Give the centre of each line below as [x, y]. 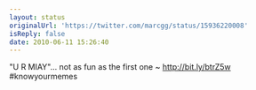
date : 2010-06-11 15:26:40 [59, 42]
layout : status [37, 17]
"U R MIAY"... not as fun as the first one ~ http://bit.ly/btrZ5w [120, 67]
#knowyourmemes [44, 77]
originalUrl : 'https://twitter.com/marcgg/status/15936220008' [129, 26]
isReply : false [37, 34]
